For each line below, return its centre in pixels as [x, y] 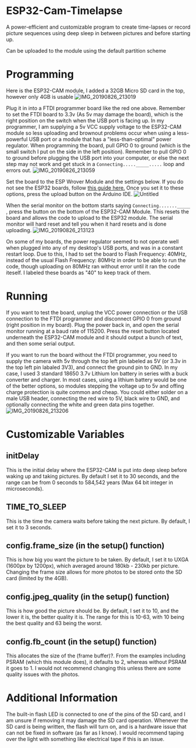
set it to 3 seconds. [29, 527]
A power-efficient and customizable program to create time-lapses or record [98, 27]
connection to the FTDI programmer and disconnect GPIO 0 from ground [94, 318]
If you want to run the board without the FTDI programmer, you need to [92, 354]
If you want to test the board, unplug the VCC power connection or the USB [97, 312]
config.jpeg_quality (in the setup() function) [88, 597]
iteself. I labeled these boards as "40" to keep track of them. [78, 273]
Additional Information [62, 698]
